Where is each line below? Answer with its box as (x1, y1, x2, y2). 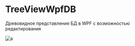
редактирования (5, 25, 41, 31)
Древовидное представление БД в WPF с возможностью (5, 20, 130, 26)
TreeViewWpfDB (5, 4, 76, 15)
